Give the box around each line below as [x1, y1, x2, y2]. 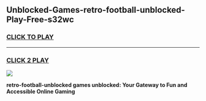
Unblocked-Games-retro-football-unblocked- [6, 5, 185, 15]
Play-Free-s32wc [6, 15, 75, 25]
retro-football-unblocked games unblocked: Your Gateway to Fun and [6, 81, 188, 88]
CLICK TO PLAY [6, 33, 54, 42]
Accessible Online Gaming [6, 88, 75, 95]
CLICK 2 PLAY [6, 56, 49, 64]
